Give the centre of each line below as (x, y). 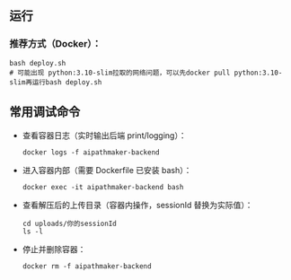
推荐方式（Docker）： (55, 44)
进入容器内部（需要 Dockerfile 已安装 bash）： (107, 170)
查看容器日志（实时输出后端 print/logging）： (104, 135)
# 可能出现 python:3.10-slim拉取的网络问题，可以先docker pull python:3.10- (146, 73)
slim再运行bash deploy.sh (56, 82)
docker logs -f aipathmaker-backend (91, 152)
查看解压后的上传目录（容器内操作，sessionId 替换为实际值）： (137, 205)
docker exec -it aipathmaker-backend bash (103, 187)
